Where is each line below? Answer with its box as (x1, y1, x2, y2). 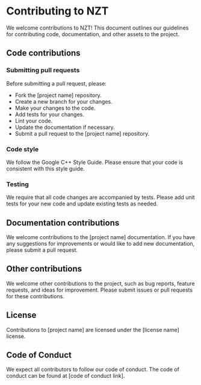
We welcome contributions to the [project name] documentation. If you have (6, 234, 196, 241)
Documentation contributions (6, 218, 120, 228)
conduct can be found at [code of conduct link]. (6, 372, 125, 380)
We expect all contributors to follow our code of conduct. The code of (6, 366, 179, 373)
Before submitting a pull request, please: (6, 80, 107, 87)
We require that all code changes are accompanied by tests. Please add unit (6, 194, 195, 201)
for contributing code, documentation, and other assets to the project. (6, 30, 179, 37)
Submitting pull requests (6, 66, 80, 75)
